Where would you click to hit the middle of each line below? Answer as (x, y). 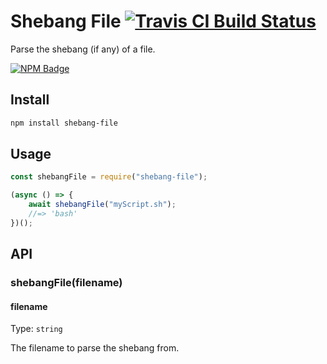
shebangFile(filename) (66, 283)
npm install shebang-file (64, 123)
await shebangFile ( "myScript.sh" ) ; (102, 205)
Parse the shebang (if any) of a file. (83, 49)
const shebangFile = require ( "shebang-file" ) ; (109, 177)
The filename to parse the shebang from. (95, 348)
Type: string (36, 329)
